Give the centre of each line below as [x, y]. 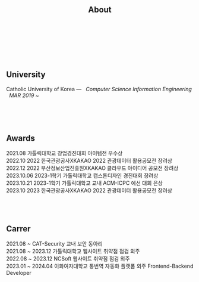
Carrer [18, 229]
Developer [19, 273]
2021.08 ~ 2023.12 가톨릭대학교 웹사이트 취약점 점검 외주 [73, 251]
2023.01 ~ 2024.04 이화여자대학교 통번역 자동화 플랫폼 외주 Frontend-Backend [100, 266]
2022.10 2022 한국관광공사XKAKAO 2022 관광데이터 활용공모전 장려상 [89, 161]
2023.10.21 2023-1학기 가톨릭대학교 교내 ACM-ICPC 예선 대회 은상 [85, 183]
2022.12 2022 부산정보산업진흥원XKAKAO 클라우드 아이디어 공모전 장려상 [92, 168]
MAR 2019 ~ [24, 95]
